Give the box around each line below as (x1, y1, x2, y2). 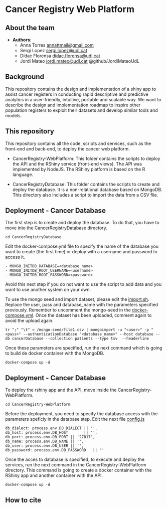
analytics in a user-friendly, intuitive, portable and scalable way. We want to (5, 96, 161, 102)
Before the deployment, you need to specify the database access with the (5, 411, 158, 417)
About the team (5, 24, 55, 32)
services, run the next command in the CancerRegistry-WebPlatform (5, 462, 146, 468)
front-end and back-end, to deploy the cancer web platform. (5, 145, 130, 151)
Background (5, 73, 44, 81)
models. (5, 112, 22, 118)
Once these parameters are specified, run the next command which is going (5, 345, 162, 351)
